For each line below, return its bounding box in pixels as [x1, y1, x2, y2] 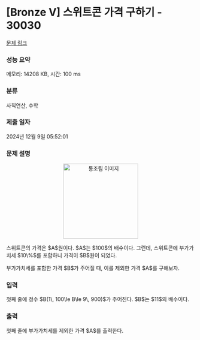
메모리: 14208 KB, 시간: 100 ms [6, 70, 81, 78]
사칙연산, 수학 [6, 101, 39, 109]
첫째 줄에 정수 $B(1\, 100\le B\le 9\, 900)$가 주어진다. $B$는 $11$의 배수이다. [6, 296, 190, 303]
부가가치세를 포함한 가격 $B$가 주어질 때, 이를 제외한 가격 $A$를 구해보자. [6, 264, 180, 272]
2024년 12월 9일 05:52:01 [6, 133, 68, 140]
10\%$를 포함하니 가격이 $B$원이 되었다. [20, 252, 117, 259]
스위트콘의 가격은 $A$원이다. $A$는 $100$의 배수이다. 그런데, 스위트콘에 [6, 244, 178, 252]
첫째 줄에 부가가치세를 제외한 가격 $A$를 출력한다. [6, 327, 124, 334]
